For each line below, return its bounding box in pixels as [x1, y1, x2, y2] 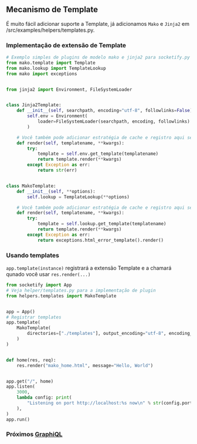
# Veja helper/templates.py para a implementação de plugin [6, 287, 157, 293]
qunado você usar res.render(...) [6, 271, 91, 278]
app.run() [6, 416, 30, 422]
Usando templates [6, 251, 60, 259]
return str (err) [37, 167, 77, 174]
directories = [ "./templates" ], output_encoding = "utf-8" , [27, 331, 167, 337]
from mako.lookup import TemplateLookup [6, 65, 107, 71]
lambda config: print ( [16, 395, 72, 401]
